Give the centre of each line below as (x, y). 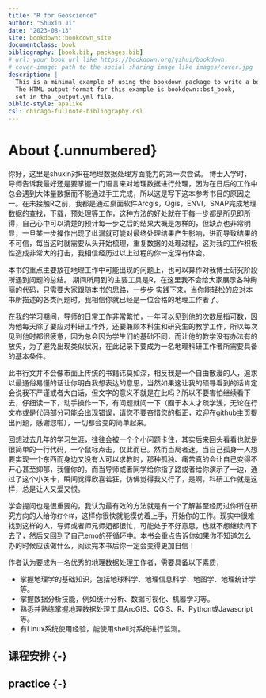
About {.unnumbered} (83, 151)
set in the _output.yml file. (65, 97)
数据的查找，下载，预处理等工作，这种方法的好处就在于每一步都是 (116, 213)
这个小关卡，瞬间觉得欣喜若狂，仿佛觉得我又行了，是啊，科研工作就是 (136, 479)
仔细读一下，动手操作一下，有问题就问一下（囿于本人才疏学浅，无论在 (136, 402)
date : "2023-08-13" (40, 30)
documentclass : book (42, 45)
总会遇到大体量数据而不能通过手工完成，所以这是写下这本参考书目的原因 (126, 193)
